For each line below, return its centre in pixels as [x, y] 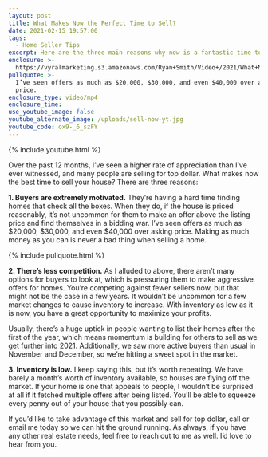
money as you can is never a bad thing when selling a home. [108, 239]
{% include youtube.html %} [55, 149]
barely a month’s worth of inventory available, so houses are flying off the [129, 378]
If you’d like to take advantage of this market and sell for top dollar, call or [129, 419]
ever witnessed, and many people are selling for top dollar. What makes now [134, 173]
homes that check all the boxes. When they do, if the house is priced [121, 206]
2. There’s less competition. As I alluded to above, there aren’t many [122, 270]
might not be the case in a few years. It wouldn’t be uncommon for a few [127, 296]
